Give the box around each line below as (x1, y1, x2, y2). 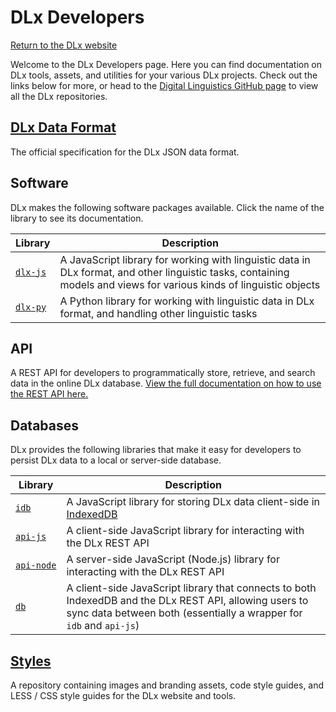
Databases (10, 417, 80, 434)
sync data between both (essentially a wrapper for (66, 606, 303, 620)
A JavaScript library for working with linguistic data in (59, 252, 311, 266)
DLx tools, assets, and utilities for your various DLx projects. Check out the (10, 69, 318, 81)
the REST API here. (10, 388, 89, 400)
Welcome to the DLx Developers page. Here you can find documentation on (10, 58, 323, 70)
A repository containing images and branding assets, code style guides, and (10, 679, 325, 691)
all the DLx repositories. (10, 90, 108, 102)
